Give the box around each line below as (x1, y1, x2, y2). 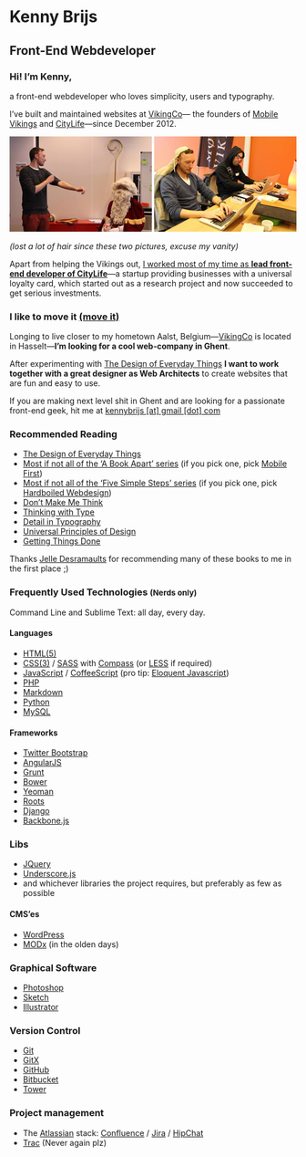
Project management (9, 1107, 105, 1120)
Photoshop (22, 982, 64, 993)
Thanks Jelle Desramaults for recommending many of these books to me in (9, 554, 291, 565)
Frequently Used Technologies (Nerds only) (9, 586, 198, 599)
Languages (9, 628, 53, 639)
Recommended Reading (9, 428, 118, 441)
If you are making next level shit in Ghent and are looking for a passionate (9, 395, 285, 407)
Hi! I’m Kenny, (9, 70, 73, 83)
